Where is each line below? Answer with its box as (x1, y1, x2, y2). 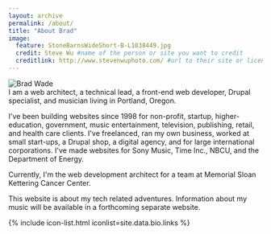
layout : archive (8, 11, 63, 20)
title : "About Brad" (8, 27, 78, 35)
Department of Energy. (8, 154, 85, 163)
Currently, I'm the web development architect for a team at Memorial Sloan (8, 170, 256, 179)
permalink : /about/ (8, 19, 74, 27)
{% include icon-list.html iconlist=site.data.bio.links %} (8, 218, 191, 228)
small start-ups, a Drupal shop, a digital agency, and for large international (8, 137, 255, 146)
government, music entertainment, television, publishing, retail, (45, 120, 255, 129)
